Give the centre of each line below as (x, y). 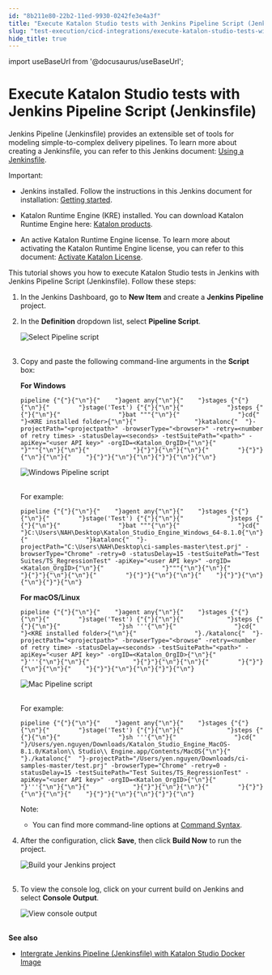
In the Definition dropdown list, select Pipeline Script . (110, 322)
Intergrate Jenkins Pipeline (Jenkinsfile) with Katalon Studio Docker (132, 954)
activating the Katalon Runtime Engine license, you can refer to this (132, 249)
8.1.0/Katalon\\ (47, 752)
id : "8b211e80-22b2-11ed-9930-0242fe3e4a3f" (85, 16)
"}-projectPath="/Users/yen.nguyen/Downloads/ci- (164, 759)
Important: (25, 176)
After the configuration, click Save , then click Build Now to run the (131, 840)
